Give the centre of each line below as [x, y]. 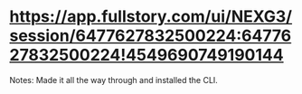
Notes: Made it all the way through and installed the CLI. [114, 80]
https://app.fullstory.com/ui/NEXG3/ [151, 17]
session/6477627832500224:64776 [151, 36]
